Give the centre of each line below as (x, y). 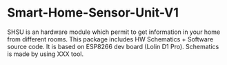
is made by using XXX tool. (46, 54)
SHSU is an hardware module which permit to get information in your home (114, 32)
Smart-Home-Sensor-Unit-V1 (93, 13)
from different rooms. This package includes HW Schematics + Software (110, 39)
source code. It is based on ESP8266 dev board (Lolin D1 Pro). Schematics (113, 46)
